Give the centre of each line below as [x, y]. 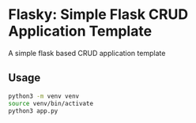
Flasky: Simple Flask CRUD [98, 15]
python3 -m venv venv [44, 96]
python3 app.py [33, 111]
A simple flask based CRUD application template [87, 53]
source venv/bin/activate [51, 103]
